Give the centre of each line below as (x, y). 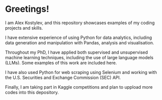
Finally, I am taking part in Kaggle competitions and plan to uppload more (79, 87)
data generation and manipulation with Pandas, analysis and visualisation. (80, 42)
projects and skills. (24, 28)
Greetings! (27, 9)
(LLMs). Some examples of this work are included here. (61, 63)
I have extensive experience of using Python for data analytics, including (79, 37)
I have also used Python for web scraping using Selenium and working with (81, 72)
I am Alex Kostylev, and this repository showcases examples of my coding (80, 23)
